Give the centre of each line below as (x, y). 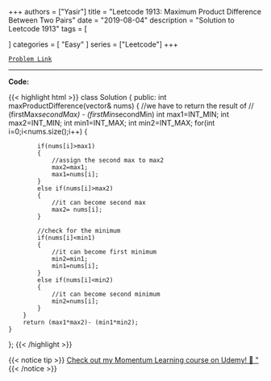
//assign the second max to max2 (107, 160)
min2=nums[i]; (75, 301)
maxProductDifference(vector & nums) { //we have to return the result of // (131, 106)
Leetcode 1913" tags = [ (48, 29)
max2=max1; (70, 168)
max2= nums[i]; (77, 209)
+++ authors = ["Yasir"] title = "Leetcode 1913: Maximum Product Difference (135, 12)
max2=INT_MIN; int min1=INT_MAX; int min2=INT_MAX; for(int (112, 123)
